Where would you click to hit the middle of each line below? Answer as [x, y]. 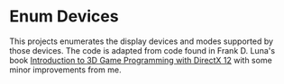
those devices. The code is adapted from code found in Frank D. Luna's [142, 50]
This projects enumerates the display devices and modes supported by [141, 41]
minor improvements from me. [65, 70]
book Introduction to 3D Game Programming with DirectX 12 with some [141, 60]
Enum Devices [64, 17]
